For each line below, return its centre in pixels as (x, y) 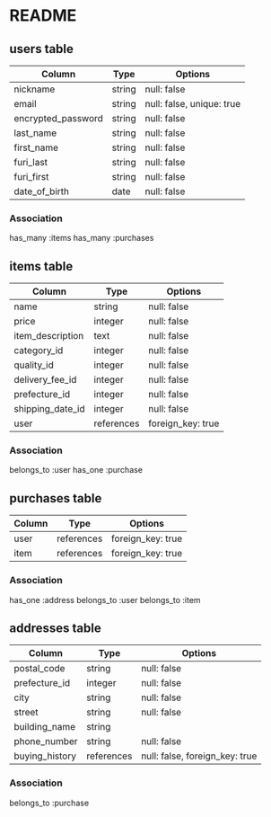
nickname (35, 89)
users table (42, 49)
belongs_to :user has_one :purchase (76, 470)
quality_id (34, 365)
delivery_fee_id (45, 380)
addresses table (55, 628)
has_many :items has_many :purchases (82, 238)
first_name (36, 147)
